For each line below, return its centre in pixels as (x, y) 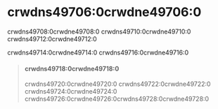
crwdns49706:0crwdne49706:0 (104, 12)
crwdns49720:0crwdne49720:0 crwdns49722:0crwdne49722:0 (117, 84)
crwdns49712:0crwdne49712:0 (52, 38)
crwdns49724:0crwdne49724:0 (71, 92)
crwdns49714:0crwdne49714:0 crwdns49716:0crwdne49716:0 (98, 52)
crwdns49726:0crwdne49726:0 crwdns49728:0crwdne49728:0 (117, 99)
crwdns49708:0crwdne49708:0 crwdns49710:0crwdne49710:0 (99, 31)
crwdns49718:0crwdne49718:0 (72, 68)
